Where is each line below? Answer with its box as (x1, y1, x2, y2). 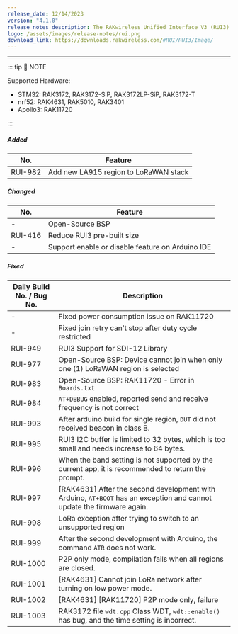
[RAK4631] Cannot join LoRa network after (58, 574, 202, 584)
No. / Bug (15, 291, 47, 301)
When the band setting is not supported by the (58, 455, 214, 465)
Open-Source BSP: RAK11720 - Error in (58, 375, 195, 385)
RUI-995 (11, 439, 41, 449)
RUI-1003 (11, 611, 46, 621)
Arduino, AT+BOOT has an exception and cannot (58, 493, 212, 503)
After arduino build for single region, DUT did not (58, 414, 216, 424)
